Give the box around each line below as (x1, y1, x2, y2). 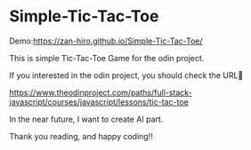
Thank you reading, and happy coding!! (9, 130, 153, 141)
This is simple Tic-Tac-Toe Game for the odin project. (9, 52, 205, 63)
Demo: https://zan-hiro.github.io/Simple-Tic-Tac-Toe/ (9, 36, 203, 46)
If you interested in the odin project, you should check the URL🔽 (9, 69, 244, 81)
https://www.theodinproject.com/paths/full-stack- (9, 87, 193, 98)
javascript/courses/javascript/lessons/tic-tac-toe (9, 96, 189, 107)
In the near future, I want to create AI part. (9, 114, 164, 124)
